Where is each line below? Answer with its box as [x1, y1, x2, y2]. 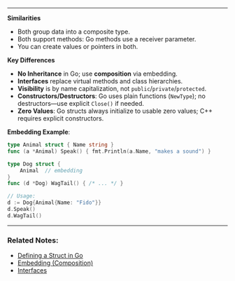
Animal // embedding [20, 167, 83, 174]
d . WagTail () [7, 212, 42, 219]
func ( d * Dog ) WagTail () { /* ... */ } [7, 180, 124, 187]
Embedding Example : [7, 128, 71, 136]
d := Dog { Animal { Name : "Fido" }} [7, 199, 101, 207]
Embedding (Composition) [17, 259, 94, 267]
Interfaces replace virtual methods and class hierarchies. [17, 77, 183, 85]
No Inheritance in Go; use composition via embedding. [17, 69, 178, 78]
